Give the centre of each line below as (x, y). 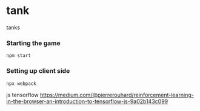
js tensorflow (23, 95)
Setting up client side (38, 71)
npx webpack (21, 83)
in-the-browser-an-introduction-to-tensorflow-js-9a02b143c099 (87, 101)
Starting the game (33, 43)
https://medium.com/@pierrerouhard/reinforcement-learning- (117, 95)
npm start (19, 56)
